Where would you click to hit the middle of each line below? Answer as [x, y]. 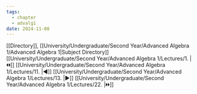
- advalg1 [24, 23]
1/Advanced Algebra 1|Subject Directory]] [58, 52]
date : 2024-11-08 [28, 29]
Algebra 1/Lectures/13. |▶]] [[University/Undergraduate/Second [85, 78]
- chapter [24, 17]
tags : [13, 12]
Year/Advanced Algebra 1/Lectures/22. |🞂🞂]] [60, 84]
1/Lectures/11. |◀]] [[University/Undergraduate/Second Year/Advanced [94, 72]
